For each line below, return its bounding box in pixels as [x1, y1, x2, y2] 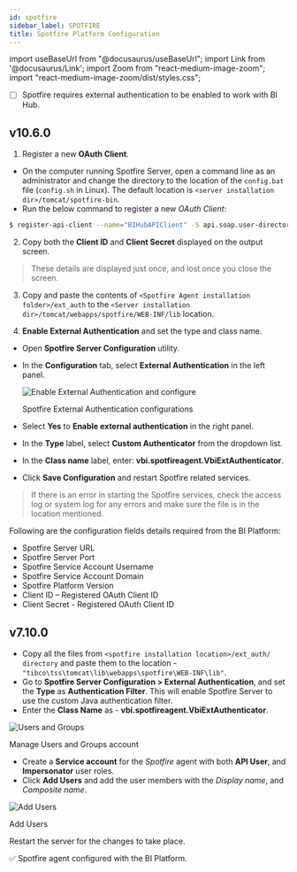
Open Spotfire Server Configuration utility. [21, 343, 179, 354]
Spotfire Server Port [21, 552, 95, 563]
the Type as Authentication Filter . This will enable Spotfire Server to [21, 685, 273, 696]
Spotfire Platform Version [21, 581, 114, 591]
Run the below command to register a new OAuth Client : [21, 204, 227, 214]
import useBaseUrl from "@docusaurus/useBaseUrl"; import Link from [9, 54, 265, 65]
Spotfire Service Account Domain [21, 571, 144, 582]
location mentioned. [30, 508, 104, 519]
